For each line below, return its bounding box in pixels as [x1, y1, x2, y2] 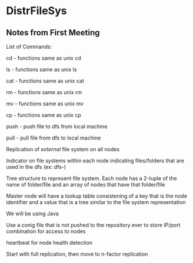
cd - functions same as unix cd [6, 55, 81, 61]
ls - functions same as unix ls [6, 66, 77, 73]
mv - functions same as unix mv [6, 100, 84, 107]
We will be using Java [6, 210, 59, 217]
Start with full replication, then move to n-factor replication [6, 251, 148, 257]
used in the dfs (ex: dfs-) [6, 164, 66, 170]
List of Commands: [6, 43, 52, 50]
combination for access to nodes [6, 228, 86, 235]
